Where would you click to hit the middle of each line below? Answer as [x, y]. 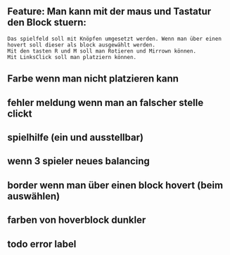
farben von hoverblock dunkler [77, 220]
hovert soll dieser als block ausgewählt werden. [82, 45]
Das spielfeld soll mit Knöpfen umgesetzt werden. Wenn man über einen [114, 39]
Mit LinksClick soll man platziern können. [72, 57]
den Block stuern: [47, 23]
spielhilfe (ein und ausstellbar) [76, 137]
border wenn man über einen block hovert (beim [115, 185]
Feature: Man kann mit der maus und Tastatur [109, 12]
